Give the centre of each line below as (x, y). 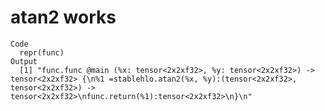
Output (24, 61)
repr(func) (42, 52)
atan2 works (63, 17)
